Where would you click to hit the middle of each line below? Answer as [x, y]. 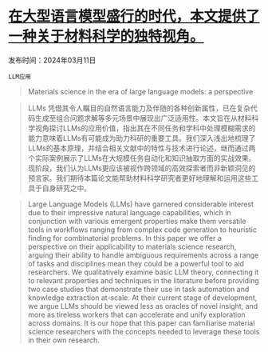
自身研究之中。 [67, 188]
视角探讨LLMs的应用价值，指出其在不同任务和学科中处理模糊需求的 [145, 128]
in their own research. [63, 340]
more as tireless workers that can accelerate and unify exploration [136, 314]
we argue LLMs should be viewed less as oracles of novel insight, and [143, 306]
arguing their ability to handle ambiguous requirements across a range [143, 255]
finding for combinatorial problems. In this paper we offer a [124, 238]
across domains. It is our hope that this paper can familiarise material [141, 323]
